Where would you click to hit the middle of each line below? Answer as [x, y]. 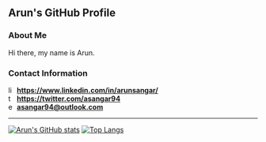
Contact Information [48, 73]
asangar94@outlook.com [60, 106]
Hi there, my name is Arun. [51, 52]
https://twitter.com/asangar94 [69, 99]
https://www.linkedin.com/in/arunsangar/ [87, 90]
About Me [28, 35]
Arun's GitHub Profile [62, 13]
